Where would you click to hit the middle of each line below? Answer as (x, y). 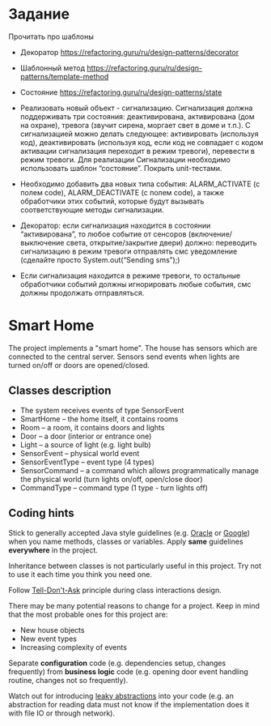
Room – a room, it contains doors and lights (92, 427)
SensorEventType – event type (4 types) (87, 462)
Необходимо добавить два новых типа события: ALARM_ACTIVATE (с (140, 184)
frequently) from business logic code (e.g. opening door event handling (128, 671)
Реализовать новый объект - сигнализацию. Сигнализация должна (136, 108)
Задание (39, 14)
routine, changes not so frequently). (68, 680)
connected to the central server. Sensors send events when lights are (124, 357)
